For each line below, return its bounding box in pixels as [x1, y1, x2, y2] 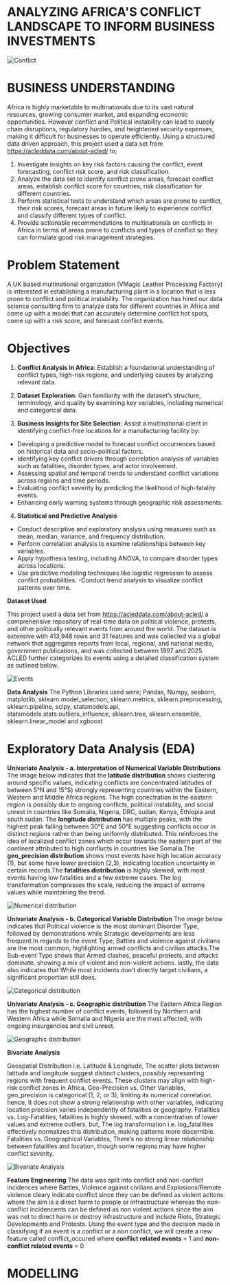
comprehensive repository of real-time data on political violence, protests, [7, 617, 217, 626]
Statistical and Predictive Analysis [16, 512, 118, 520]
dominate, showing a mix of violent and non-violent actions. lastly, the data [7, 958, 220, 967]
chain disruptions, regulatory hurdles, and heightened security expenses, [7, 124, 214, 133]
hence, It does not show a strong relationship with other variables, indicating [7, 1098, 224, 1106]
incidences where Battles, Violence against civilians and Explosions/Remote [7, 1183, 222, 1191]
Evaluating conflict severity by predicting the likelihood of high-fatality [16, 483, 216, 492]
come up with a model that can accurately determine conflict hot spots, [7, 309, 209, 317]
